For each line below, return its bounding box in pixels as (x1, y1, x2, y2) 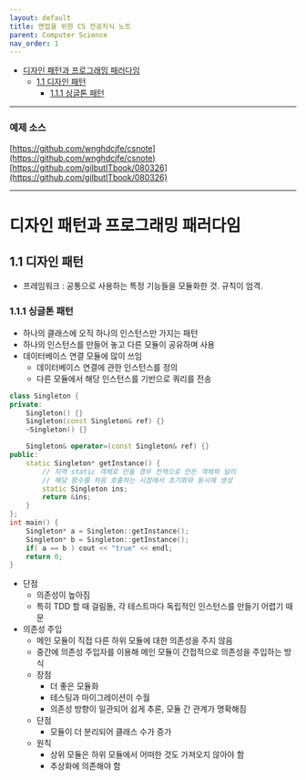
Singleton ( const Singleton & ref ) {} (25, 417, 166, 426)
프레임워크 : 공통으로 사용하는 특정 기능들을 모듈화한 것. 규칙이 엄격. (22, 280, 263, 291)
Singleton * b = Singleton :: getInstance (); (25, 535, 189, 544)
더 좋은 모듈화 (49, 681, 99, 692)
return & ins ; (42, 493, 92, 502)
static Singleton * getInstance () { (25, 458, 161, 468)
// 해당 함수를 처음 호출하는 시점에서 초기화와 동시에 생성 (42, 475, 233, 484)
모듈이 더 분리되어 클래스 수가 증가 (49, 726, 172, 737)
